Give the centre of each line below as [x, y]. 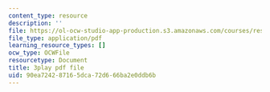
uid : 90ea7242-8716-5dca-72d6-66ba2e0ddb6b [82, 75]
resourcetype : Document [48, 61]
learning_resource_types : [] [57, 46]
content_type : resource [48, 16]
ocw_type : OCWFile [39, 53]
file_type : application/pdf [55, 38]
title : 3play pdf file [46, 68]
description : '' [35, 23]
